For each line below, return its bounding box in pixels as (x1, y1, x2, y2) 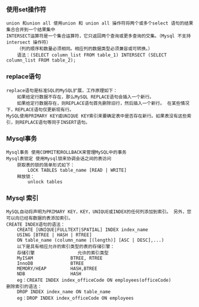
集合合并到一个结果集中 (6, 27, 56, 33)
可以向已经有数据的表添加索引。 (6, 215, 74, 221)
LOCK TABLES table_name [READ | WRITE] (27, 167, 127, 173)
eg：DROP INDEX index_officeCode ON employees (17, 295, 134, 302)
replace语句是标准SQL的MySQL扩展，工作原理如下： (6, 87, 118, 93)
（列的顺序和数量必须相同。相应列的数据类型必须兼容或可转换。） (17, 46, 153, 52)
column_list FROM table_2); (6, 57, 76, 63)
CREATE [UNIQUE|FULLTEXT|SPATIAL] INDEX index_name (17, 227, 148, 233)
